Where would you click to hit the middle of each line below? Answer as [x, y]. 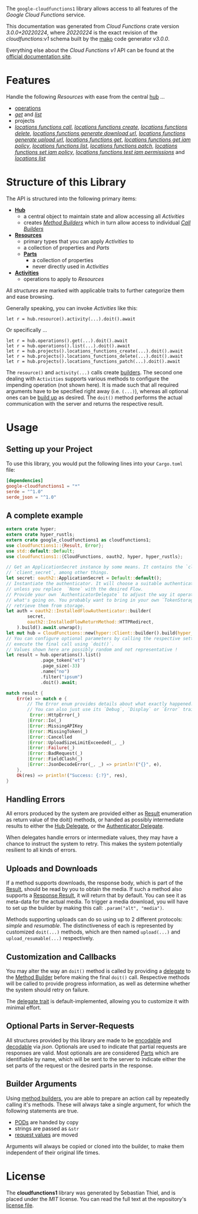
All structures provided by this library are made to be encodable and [89, 1040]
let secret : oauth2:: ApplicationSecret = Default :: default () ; [84, 578]
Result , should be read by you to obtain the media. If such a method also [94, 889]
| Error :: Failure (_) [51, 748]
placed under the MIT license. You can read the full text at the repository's [96, 1199]
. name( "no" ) [55, 672]
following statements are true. [42, 1111]
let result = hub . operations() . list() [54, 655]
